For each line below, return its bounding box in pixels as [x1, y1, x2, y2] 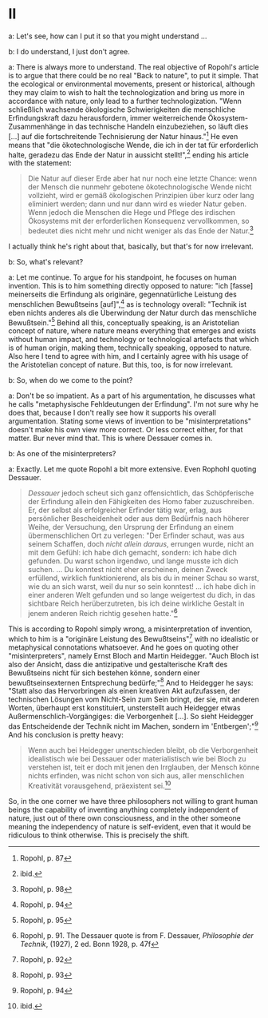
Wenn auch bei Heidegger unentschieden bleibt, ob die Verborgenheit [27, 745, 258, 755]
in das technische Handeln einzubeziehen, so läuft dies [67, 121, 249, 131]
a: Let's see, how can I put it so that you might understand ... [8, 31, 207, 41]
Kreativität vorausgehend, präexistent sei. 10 [27, 779, 171, 790]
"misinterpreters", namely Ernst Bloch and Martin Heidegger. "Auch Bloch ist [8, 650, 259, 660]
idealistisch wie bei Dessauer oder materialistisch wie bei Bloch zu [27, 754, 246, 763]
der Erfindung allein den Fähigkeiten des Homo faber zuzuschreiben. [27, 497, 254, 507]
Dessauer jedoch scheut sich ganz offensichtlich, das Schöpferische [27, 488, 254, 498]
